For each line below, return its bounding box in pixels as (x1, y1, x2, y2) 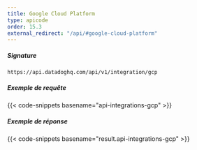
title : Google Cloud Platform (7, 10, 96, 17)
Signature (7, 51, 37, 59)
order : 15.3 (7, 23, 42, 30)
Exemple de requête (7, 83, 66, 91)
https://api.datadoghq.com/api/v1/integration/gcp (7, 69, 158, 76)
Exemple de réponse (7, 117, 68, 126)
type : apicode (7, 17, 49, 24)
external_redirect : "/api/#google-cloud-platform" (7, 29, 158, 37)
